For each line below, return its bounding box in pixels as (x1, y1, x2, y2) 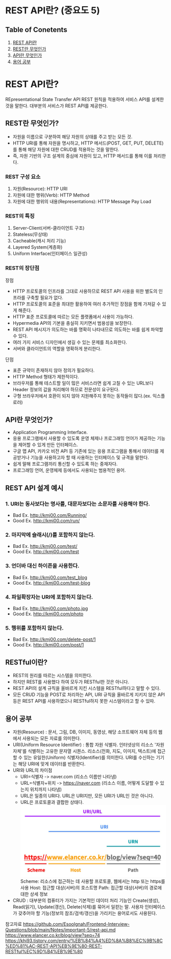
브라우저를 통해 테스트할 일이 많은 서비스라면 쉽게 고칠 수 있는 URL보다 (12, 380, 154, 386)
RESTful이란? (5, 658, 47, 666)
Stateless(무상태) (12, 231, 48, 237)
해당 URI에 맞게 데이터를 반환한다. (18, 760, 86, 766)
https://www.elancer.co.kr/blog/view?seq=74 (5, 932, 101, 938)
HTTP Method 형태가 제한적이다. (12, 373, 79, 379)
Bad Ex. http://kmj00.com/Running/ (12, 512, 87, 518)
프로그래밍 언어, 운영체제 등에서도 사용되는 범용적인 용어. (12, 467, 126, 473)
